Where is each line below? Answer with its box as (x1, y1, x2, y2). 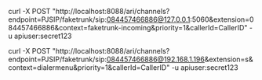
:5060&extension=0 (189, 15, 254, 24)
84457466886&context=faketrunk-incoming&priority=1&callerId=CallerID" (8, 23, 248, 32)
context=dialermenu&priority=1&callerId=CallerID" (8, 63, 170, 72)
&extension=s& (204, 54, 253, 64)
